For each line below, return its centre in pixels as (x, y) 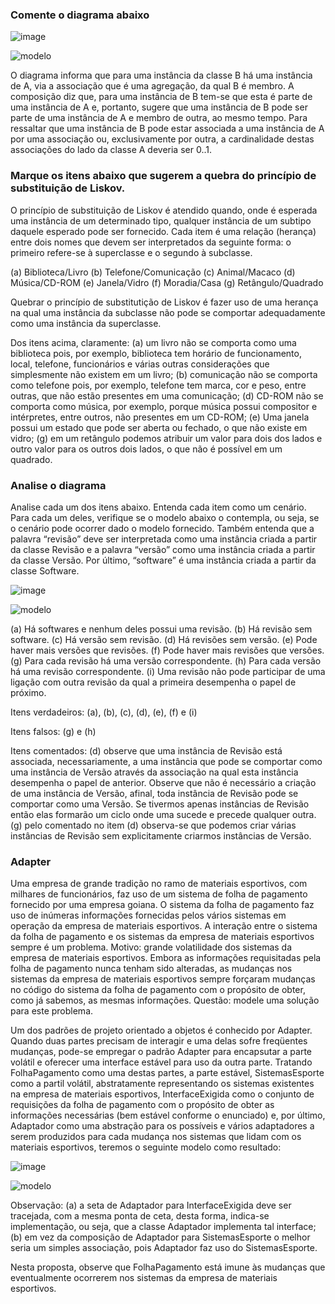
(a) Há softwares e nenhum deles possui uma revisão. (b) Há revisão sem (161, 629)
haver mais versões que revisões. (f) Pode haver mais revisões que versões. (167, 650)
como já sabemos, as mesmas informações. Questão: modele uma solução (165, 1000)
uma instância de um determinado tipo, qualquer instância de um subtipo (161, 220)
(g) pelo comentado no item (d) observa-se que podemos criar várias (153, 825)
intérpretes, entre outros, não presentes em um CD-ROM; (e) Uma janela (160, 417)
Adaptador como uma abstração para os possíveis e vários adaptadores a (162, 1126)
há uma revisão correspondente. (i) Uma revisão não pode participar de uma (168, 671)
